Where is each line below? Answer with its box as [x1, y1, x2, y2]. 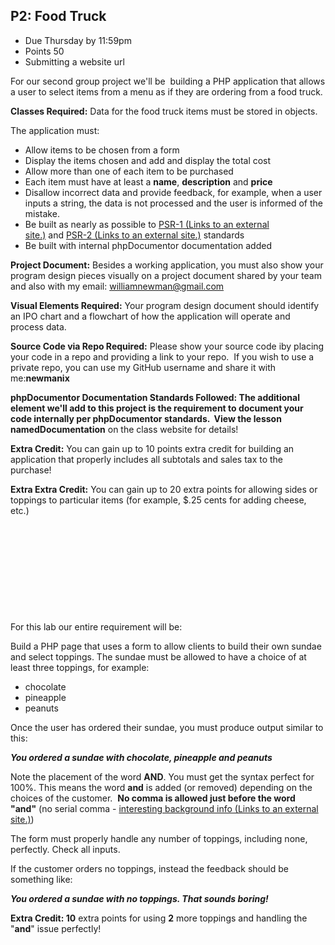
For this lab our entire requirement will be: [10, 620, 183, 633]
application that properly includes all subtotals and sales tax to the [10, 453, 284, 465]
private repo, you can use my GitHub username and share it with [10, 361, 277, 373]
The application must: [10, 124, 100, 136]
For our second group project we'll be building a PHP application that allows [10, 75, 326, 87]
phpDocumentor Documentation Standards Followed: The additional [10, 391, 300, 403]
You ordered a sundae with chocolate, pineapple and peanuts [10, 751, 273, 763]
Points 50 [24, 45, 65, 57]
